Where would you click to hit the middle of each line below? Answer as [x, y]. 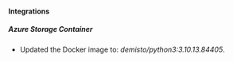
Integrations [29, 11]
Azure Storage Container [50, 29]
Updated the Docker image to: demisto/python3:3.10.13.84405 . [122, 49]
